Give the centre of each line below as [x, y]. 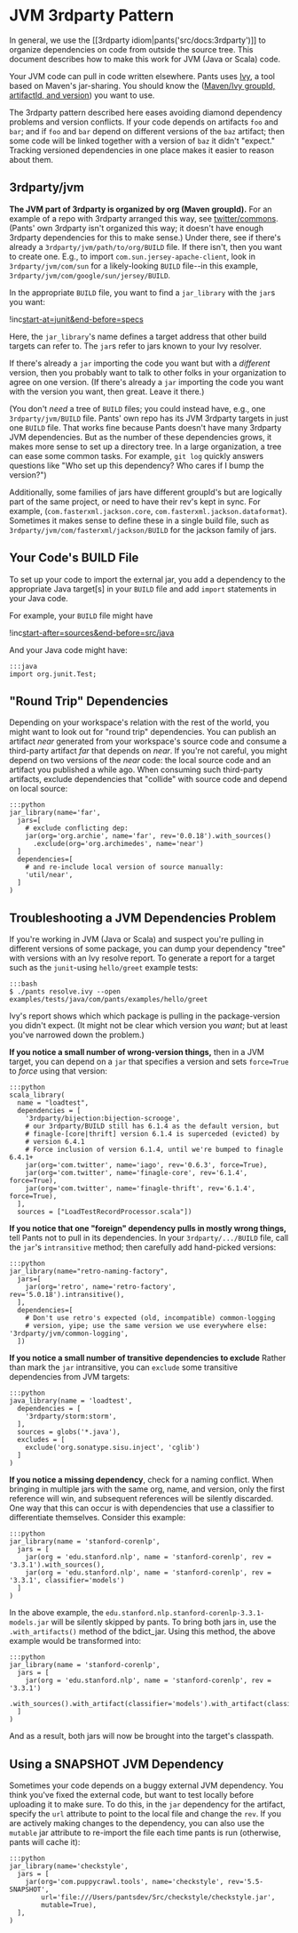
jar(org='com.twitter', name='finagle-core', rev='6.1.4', [137, 1173]
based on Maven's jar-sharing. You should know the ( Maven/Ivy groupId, [142, 85]
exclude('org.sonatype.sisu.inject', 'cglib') [113, 1448]
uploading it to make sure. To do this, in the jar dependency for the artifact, [147, 1804]
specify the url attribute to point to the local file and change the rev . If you [145, 1814]
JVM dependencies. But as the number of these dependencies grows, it [141, 437]
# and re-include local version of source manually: [125, 867]
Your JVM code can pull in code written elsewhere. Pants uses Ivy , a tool [142, 76]
